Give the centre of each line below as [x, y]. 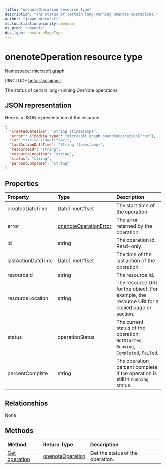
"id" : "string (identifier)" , [41, 141]
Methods [19, 431]
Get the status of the [114, 453]
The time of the [134, 254]
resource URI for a [137, 301]
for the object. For [137, 289]
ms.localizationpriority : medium [40, 23]
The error [127, 220]
